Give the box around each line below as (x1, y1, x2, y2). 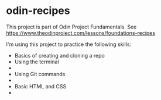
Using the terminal (14, 58, 60, 65)
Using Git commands (14, 70, 66, 77)
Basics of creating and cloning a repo (14, 52, 105, 59)
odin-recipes (6, 4, 70, 17)
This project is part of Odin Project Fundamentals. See (6, 23, 137, 30)
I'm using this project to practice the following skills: (6, 41, 132, 48)
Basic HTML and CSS (14, 83, 67, 90)
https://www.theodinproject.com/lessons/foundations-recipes (6, 29, 156, 36)
